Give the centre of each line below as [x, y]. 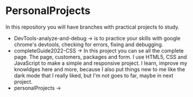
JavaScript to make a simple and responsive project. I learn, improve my [101, 63]
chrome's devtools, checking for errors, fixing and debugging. [89, 44]
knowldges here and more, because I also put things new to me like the [99, 69]
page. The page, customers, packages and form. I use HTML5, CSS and [100, 57]
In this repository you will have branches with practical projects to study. [92, 27]
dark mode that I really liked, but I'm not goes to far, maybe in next [94, 75]
